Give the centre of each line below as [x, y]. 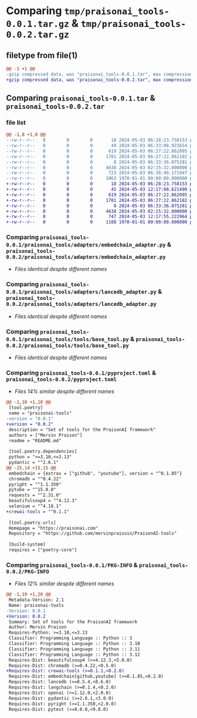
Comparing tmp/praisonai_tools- [88, 11]
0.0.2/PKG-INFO [28, 571]
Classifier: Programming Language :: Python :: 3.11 [74, 649]
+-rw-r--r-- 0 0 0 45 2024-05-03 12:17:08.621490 [97, 189]
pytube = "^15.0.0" [33, 490]
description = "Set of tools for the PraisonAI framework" [82, 430]
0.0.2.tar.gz [38, 35]
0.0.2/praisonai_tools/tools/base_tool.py [67, 345]
